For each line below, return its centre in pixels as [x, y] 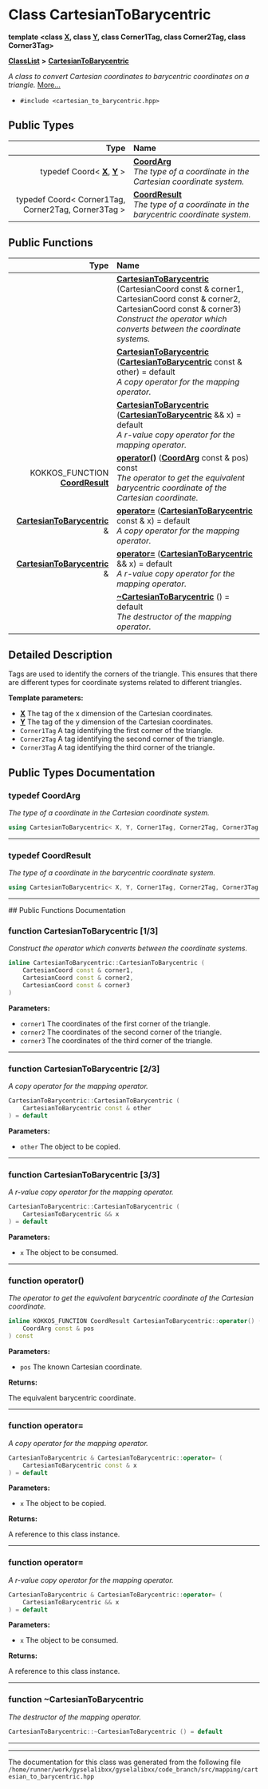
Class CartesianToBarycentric [110, 15]
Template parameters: [46, 698]
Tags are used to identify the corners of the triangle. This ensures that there [133, 674]
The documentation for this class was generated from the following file [125, 1762]
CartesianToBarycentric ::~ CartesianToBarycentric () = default [116, 1731]
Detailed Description [61, 654]
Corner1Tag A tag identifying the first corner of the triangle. [116, 731]
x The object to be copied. [63, 1504]
